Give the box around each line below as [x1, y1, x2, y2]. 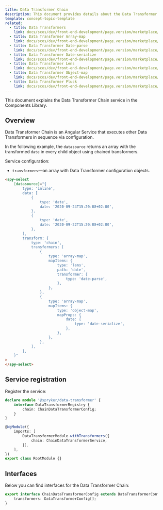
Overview [5, 116, 35, 124]
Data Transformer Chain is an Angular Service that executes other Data [5, 129, 147, 135]
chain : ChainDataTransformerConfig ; [22, 407, 97, 411]
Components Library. [5, 102, 48, 108]
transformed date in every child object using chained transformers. [5, 149, 139, 155]
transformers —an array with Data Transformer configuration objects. [12, 168, 150, 174]
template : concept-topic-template [5, 16, 75, 21]
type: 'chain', [31, 240, 62, 245]
